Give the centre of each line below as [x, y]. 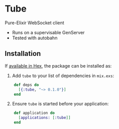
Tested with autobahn [35, 38]
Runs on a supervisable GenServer [48, 32]
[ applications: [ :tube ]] [44, 118]
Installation [23, 54]
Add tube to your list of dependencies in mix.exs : [63, 76]
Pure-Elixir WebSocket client [34, 23]
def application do [34, 113]
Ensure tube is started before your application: [61, 104]
